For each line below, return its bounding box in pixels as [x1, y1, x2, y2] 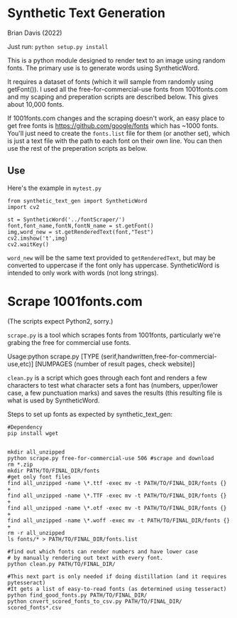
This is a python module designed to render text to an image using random [7, 55, 226, 65]
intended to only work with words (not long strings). [7, 268, 159, 277]
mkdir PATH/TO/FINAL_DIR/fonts [7, 467, 100, 474]
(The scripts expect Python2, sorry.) [7, 316, 114, 325]
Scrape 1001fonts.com [7, 293, 143, 309]
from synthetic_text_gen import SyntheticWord [7, 197, 148, 204]
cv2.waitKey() [7, 240, 50, 248]
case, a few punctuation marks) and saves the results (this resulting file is [7, 388, 223, 397]
